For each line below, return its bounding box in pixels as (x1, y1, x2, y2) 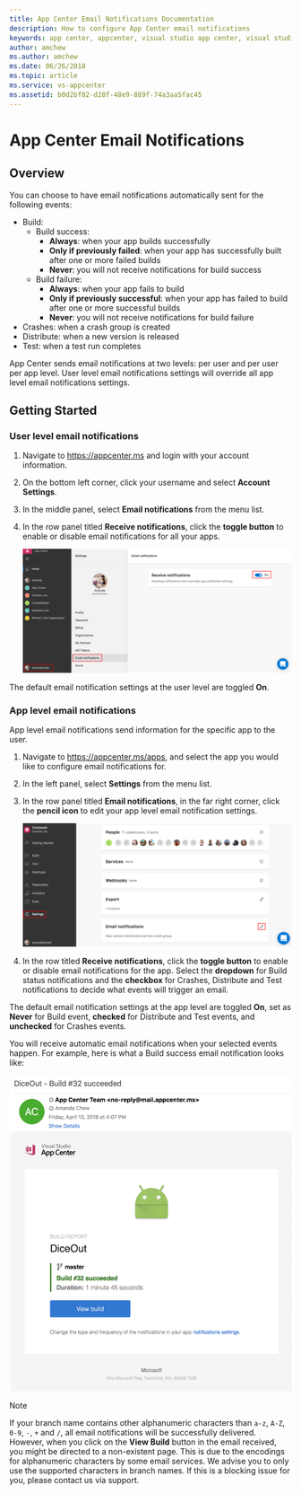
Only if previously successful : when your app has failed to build (48, 293, 288, 303)
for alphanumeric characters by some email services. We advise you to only (9, 1455, 289, 1467)
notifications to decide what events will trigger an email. (21, 984, 228, 995)
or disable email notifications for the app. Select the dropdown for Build (21, 965, 288, 976)
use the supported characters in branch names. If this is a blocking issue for (9, 1465, 290, 1476)
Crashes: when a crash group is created (21, 321, 170, 332)
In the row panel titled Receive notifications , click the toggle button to (21, 522, 284, 532)
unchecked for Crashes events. (9, 1020, 127, 1032)
